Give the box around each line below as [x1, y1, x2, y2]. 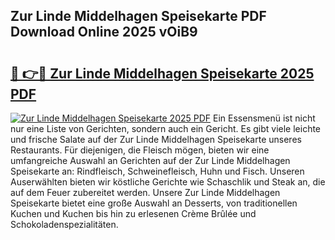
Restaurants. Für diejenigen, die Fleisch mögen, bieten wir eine [10, 144, 270, 156]
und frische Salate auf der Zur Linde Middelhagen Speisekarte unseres [10, 134, 302, 145]
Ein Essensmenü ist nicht [213, 112, 316, 124]
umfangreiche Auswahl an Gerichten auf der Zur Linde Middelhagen [10, 155, 291, 166]
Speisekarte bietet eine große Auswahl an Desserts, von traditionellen [10, 197, 298, 209]
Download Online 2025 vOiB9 [10, 24, 198, 41]
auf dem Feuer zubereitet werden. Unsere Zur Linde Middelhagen [10, 187, 281, 198]
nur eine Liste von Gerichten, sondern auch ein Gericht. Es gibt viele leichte [10, 123, 322, 134]
